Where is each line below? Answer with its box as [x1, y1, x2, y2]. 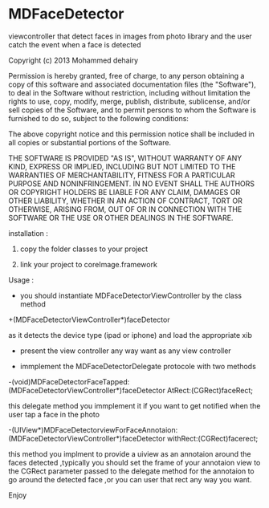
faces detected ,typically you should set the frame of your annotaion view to [8, 457, 261, 467]
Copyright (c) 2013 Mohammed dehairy [8, 55, 139, 65]
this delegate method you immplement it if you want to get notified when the [8, 400, 261, 410]
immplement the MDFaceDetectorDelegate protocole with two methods [19, 361, 257, 371]
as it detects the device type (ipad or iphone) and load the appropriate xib [8, 330, 253, 339]
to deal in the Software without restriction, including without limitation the [8, 87, 251, 97]
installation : [8, 228, 48, 238]
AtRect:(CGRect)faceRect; [167, 385, 254, 395]
